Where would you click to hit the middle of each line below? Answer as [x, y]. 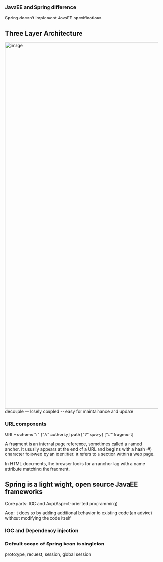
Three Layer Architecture [44, 33]
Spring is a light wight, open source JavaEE [72, 484]
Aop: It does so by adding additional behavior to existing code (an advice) [79, 513]
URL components [26, 424]
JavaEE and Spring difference [41, 7]
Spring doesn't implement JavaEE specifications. [54, 18]
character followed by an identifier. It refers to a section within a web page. [80, 454]
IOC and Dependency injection [42, 531]
